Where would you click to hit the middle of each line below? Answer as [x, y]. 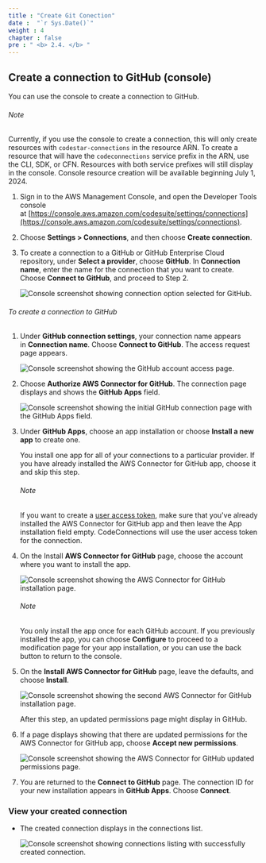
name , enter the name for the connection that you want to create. [127, 270]
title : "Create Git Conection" [62, 15]
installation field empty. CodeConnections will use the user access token [139, 532]
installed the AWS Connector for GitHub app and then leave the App [131, 523]
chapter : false [35, 38]
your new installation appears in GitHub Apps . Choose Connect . [125, 790]
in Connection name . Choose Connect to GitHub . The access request [135, 345]
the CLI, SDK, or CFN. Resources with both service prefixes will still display [131, 164]
